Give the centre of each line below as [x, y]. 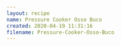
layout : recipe [28, 13]
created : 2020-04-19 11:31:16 [50, 26]
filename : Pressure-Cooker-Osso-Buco [60, 32]
